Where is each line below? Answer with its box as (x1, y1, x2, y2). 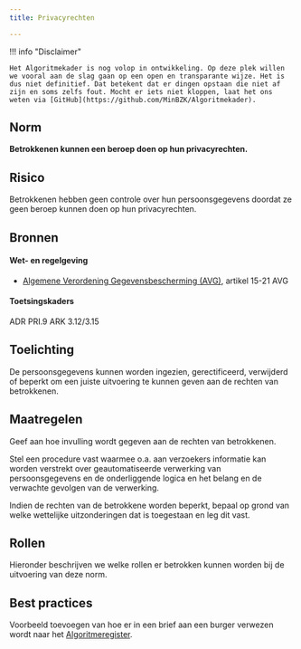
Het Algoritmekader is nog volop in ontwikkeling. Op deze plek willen (9, 63, 285, 72)
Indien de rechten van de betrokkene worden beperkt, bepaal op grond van (9, 500, 290, 511)
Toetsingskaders (9, 296, 75, 307)
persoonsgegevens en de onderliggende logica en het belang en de (9, 472, 262, 483)
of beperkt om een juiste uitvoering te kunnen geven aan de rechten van (9, 376, 278, 387)
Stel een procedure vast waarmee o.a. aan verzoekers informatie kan (9, 453, 267, 464)
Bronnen (9, 230, 59, 245)
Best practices (9, 595, 93, 611)
